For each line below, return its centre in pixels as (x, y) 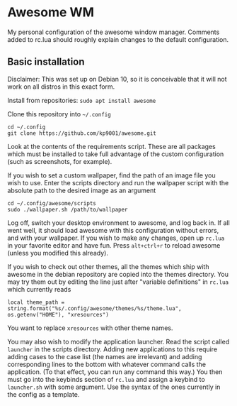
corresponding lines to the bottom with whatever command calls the (107, 364)
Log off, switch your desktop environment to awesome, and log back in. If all (118, 223)
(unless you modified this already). (58, 253)
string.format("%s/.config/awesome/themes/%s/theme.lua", (94, 308)
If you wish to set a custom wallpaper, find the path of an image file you (111, 175)
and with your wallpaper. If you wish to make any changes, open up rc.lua (116, 238)
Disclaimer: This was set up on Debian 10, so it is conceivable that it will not (117, 79)
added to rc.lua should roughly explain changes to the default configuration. (118, 39)
